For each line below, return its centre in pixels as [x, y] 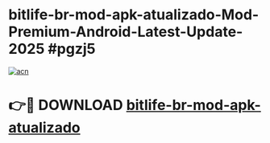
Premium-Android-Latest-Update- [126, 32]
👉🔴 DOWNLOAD [66, 105]
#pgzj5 [72, 49]
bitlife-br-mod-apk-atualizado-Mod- [134, 15]
